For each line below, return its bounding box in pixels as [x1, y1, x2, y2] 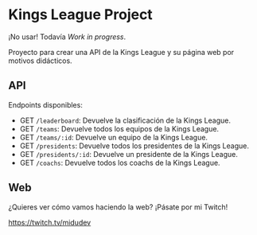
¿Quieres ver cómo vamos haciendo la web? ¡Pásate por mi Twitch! [8, 202, 228, 212]
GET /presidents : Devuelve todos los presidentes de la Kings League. [19, 141, 249, 151]
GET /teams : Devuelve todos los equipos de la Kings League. [19, 123, 220, 133]
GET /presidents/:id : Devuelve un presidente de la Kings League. [19, 149, 239, 159]
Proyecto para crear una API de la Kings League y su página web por [8, 47, 235, 57]
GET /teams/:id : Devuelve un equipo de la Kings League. [19, 132, 208, 142]
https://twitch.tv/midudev [8, 217, 92, 227]
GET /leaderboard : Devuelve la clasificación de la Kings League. [19, 116, 231, 125]
